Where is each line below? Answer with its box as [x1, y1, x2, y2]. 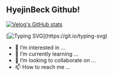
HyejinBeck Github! [6, 5, 80, 15]
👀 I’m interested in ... [14, 44, 66, 51]
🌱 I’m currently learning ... [14, 50, 79, 57]
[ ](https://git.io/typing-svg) [6, 32, 108, 39]
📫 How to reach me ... [14, 63, 71, 71]
